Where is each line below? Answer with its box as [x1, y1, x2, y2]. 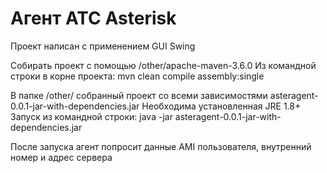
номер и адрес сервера [10, 151, 113, 163]
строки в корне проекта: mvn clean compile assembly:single [10, 70, 265, 82]
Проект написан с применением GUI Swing [10, 40, 196, 52]
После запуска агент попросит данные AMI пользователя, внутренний [10, 140, 312, 152]
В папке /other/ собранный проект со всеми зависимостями [10, 89, 268, 101]
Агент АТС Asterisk [10, 7, 177, 30]
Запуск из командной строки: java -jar [10, 110, 173, 122]
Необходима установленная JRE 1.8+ [141, 100, 302, 112]
